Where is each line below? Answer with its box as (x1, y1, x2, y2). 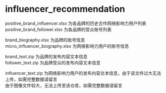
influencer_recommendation (5, 3, 125, 15)
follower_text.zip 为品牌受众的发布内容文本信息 (5, 60, 101, 65)
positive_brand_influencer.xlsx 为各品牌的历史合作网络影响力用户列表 (5, 20, 147, 26)
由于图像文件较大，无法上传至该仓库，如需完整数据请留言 (5, 82, 122, 88)
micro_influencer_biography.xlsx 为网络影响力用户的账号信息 (5, 43, 129, 49)
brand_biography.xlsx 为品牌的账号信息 (5, 37, 85, 43)
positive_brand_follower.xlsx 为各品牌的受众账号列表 (5, 26, 112, 32)
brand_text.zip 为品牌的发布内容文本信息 (5, 53, 88, 60)
